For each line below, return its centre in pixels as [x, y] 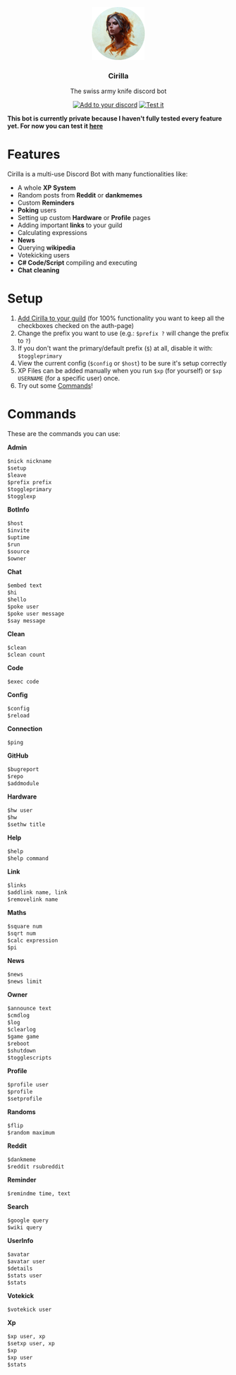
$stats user [25, 1276]
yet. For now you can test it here [55, 126]
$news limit [25, 982]
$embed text [25, 586]
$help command [28, 859]
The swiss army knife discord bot [118, 91]
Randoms [21, 1112]
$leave [17, 476]
